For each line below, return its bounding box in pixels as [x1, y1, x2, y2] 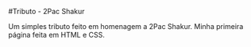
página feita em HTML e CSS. [8, 31, 106, 39]
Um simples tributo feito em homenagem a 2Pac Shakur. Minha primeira [8, 22, 244, 31]
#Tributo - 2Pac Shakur [8, 7, 85, 16]
